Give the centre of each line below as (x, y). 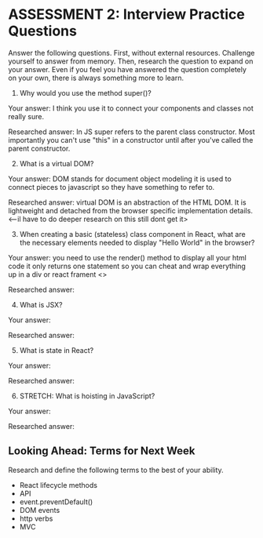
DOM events (40, 510)
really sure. (26, 116)
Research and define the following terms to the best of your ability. (116, 470)
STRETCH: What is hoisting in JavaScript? (87, 396)
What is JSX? (41, 304)
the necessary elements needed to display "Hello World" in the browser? (137, 242)
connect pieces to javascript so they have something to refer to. (111, 187)
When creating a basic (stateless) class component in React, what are (132, 234)
